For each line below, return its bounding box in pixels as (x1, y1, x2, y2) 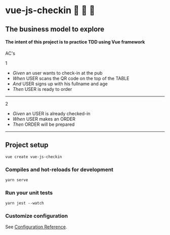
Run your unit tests (5, 189, 53, 196)
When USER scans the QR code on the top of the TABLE (12, 75, 130, 81)
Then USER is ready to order (12, 86, 72, 92)
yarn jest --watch (5, 200, 44, 206)
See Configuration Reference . (5, 224, 67, 230)
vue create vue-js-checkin (5, 154, 62, 159)
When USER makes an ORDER (12, 116, 76, 122)
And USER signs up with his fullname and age (12, 81, 108, 87)
